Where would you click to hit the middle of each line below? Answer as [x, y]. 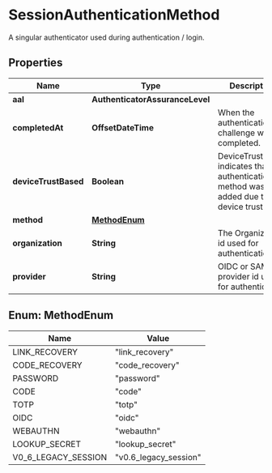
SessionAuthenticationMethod [114, 15]
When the [236, 113]
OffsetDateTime [123, 127]
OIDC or [233, 266]
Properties [36, 63]
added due [238, 196]
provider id [238, 276]
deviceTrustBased [48, 181]
